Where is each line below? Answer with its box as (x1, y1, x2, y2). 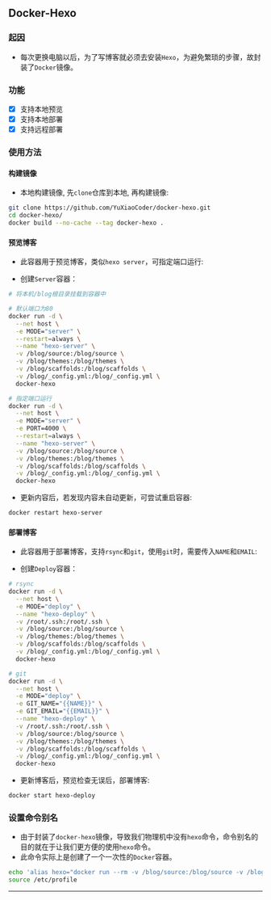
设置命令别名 (8, 812, 59, 823)
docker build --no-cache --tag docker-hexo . (8, 219, 164, 227)
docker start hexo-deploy (8, 792, 95, 800)
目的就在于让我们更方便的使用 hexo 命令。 (19, 842, 156, 852)
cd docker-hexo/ (8, 212, 63, 220)
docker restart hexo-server (8, 509, 103, 517)
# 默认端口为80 (8, 305, 54, 313)
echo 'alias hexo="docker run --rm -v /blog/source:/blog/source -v (8, 868, 244, 877)
